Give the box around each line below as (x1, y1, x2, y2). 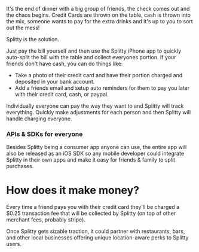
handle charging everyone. (6, 115, 73, 122)
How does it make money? (6, 184, 140, 197)
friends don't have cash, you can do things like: (6, 60, 123, 67)
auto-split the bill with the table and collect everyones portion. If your (6, 54, 176, 60)
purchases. (6, 163, 34, 170)
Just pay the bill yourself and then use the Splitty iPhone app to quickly (6, 47, 182, 54)
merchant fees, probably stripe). (6, 216, 85, 223)
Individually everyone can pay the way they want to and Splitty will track (6, 102, 184, 110)
